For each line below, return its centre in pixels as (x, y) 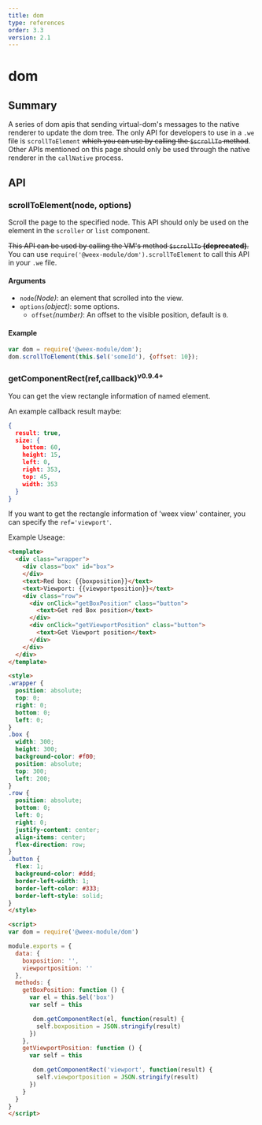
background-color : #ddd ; (56, 874)
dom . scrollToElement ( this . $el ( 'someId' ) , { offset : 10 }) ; (103, 357)
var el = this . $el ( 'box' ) (71, 997)
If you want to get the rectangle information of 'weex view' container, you (127, 514)
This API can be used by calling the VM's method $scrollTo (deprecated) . (129, 246)
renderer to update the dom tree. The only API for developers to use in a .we (131, 133)
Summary (33, 105)
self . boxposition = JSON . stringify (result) (109, 1026)
